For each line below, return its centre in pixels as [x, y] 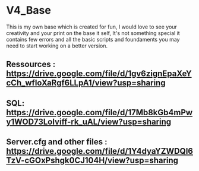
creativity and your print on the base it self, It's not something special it [93, 33]
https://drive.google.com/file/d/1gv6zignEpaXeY [99, 74]
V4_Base [29, 10]
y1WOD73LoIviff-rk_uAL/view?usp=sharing [89, 121]
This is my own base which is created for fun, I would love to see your [91, 27]
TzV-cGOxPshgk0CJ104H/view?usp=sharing [92, 161]
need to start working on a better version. [57, 46]
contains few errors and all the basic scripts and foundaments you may [93, 39]
